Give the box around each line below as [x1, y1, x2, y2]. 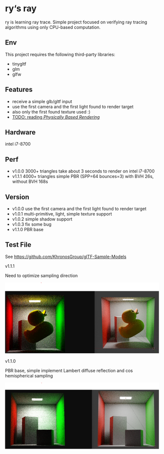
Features [5, 86, 33, 94]
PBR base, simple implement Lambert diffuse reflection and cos [5, 368, 133, 374]
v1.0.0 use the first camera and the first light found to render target [12, 206, 146, 212]
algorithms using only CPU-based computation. [5, 24, 101, 30]
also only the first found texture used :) [12, 108, 91, 115]
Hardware [5, 128, 36, 136]
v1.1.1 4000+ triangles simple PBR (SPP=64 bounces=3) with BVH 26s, [12, 173, 154, 179]
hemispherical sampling [5, 373, 53, 379]
